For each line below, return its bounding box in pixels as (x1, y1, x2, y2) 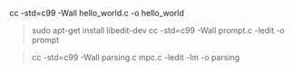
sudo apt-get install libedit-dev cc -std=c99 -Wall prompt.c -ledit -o (31, 25, 286, 35)
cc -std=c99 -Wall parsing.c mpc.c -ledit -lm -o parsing (31, 52, 240, 62)
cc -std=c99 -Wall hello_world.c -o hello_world (9, 8, 184, 18)
